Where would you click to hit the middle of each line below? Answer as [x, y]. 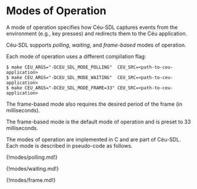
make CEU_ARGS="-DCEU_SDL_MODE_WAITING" [62, 77]
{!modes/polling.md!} [32, 157]
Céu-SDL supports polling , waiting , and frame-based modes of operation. [96, 45]
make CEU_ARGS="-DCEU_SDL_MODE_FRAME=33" [63, 88]
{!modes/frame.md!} [31, 180]
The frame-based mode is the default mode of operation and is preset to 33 [98, 122]
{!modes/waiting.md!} [33, 168]
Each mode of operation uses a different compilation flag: [76, 56]
